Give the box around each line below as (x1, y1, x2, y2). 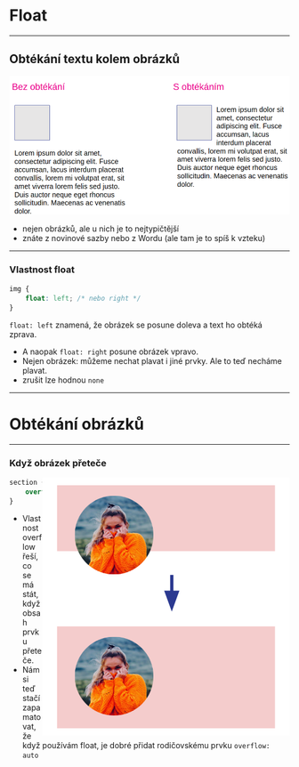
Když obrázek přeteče (9, 456, 107, 469)
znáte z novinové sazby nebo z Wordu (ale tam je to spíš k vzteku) (21, 232, 266, 243)
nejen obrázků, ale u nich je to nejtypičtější (21, 223, 180, 234)
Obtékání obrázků (9, 415, 144, 434)
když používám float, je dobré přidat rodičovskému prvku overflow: (21, 739, 271, 750)
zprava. (9, 328, 37, 339)
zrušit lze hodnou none (21, 375, 105, 385)
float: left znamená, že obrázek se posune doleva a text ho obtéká (9, 319, 263, 330)
